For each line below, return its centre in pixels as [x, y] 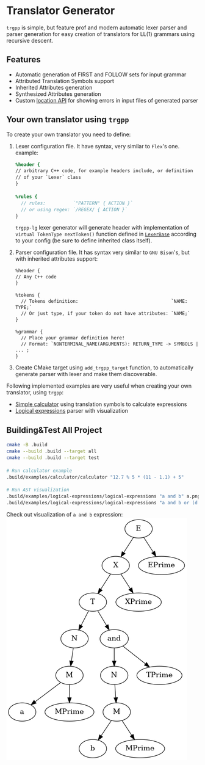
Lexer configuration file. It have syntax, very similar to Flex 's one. [97, 146]
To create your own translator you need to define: [69, 134]
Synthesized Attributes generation [58, 94]
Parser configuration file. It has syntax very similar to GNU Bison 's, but [103, 252]
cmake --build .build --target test [53, 458]
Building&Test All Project [54, 430]
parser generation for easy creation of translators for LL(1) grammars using [101, 34]
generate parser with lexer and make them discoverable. [86, 374]
